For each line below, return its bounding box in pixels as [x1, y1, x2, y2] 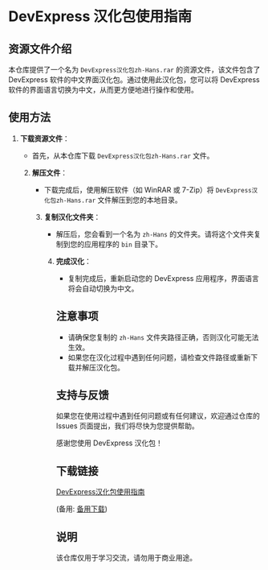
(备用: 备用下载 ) [55, 504, 108, 514]
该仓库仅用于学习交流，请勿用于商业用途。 [55, 553, 197, 563]
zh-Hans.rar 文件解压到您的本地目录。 [55, 195, 182, 204]
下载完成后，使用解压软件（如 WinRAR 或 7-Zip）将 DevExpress [43, 184, 252, 194]
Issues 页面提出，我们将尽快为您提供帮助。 [55, 421, 199, 431]
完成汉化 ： [55, 256, 92, 266]
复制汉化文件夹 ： [43, 212, 101, 221]
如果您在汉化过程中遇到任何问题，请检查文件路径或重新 [67, 352, 251, 362]
